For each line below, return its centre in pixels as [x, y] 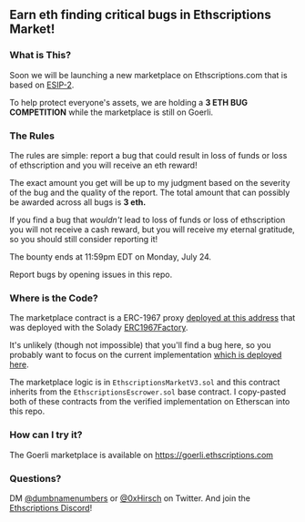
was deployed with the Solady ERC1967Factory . [99, 328]
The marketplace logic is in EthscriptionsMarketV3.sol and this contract [145, 383]
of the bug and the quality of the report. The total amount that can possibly [150, 192]
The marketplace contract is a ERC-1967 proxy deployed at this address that [152, 318]
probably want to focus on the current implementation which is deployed [146, 355]
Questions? [36, 478]
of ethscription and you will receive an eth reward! [103, 165]
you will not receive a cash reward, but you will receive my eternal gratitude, [152, 229]
